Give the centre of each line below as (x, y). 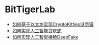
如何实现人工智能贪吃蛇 (37, 30)
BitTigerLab (30, 9)
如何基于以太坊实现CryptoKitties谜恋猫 (53, 24)
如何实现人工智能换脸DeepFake (45, 37)
